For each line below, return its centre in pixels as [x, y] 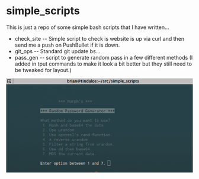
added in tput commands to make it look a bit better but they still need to [103, 64]
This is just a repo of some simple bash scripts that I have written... [88, 27]
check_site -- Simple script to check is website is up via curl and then [99, 38]
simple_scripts [43, 11]
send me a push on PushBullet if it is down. [67, 45]
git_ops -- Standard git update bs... [57, 51]
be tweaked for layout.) [43, 70]
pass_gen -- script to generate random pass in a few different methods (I [104, 57]
